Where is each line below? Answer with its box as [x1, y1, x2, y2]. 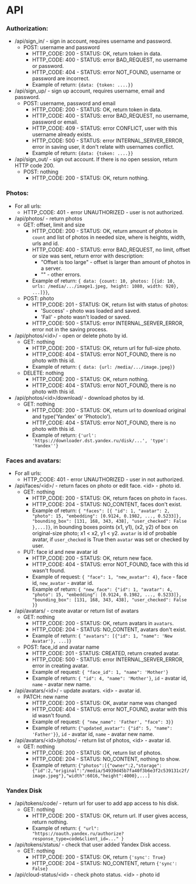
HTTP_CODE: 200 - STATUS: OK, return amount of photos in [32, 227, 178, 234]
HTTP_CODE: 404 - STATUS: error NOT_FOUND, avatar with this [32, 706, 187, 713]
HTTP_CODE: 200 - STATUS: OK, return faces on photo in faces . [32, 495, 187, 502]
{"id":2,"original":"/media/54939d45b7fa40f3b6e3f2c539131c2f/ [32, 768, 190, 774]
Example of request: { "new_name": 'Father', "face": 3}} [32, 718, 174, 725]
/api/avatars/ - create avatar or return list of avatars [14, 607, 139, 615]
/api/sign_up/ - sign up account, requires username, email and [14, 87, 165, 94]
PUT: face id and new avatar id [23, 549, 98, 556]
